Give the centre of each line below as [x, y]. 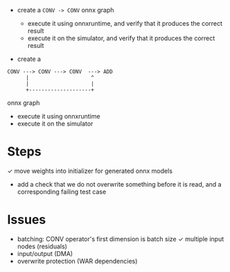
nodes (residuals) [42, 246]
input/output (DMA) [45, 253]
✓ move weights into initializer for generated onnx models [90, 171]
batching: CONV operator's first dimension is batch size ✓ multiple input [121, 239]
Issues [27, 220]
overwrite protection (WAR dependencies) [77, 261]
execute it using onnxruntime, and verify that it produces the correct [125, 23]
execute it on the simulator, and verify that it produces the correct [121, 38]
